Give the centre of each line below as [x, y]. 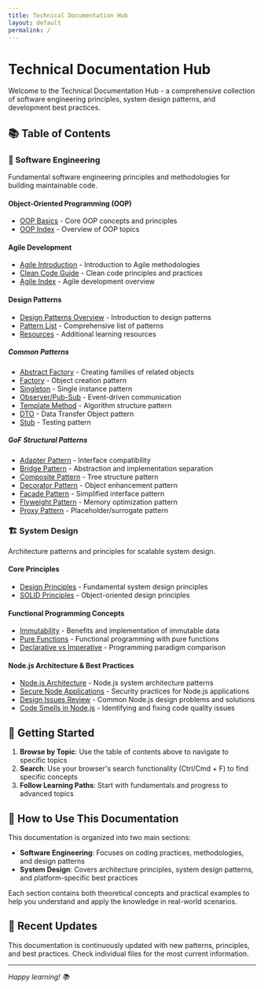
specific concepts [49, 777]
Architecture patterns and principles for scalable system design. [112, 551]
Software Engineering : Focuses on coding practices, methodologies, [132, 853]
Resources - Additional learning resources [88, 334]
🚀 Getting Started [51, 732]
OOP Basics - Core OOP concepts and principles [98, 221]
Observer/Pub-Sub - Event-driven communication [101, 397]
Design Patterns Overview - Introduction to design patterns [115, 317]
